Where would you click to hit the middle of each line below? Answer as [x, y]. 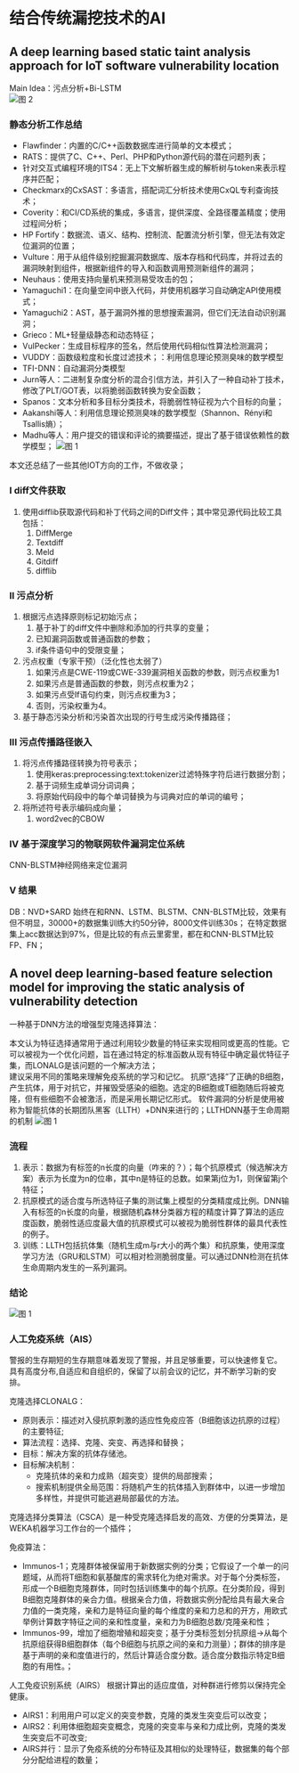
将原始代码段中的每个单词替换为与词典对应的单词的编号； [141, 797]
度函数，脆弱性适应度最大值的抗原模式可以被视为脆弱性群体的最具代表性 [154, 1222]
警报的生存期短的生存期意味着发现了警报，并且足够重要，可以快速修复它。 [145, 1360]
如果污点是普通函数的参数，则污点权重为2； [116, 683]
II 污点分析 [31, 595]
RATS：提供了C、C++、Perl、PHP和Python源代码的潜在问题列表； [145, 157]
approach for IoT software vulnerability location [144, 65]
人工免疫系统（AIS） [53, 1339]
